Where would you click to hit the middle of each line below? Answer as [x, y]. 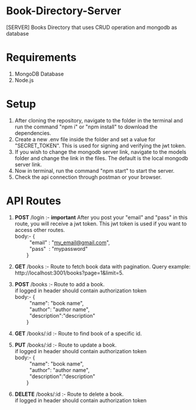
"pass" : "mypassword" [58, 248]
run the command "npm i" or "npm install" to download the [86, 127]
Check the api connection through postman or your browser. [88, 177]
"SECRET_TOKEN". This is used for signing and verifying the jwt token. [100, 146]
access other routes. [40, 230]
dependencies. [33, 133]
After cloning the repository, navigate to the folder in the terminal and [99, 120]
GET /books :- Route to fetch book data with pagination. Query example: [102, 266]
